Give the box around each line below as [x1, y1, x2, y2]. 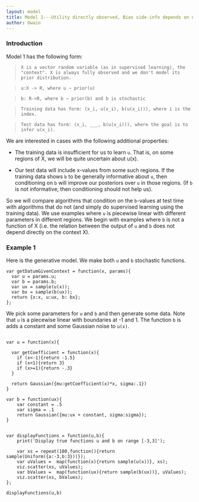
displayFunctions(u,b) [6, 490, 62, 496]
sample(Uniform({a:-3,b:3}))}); [6, 453, 86, 459]
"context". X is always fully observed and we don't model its [20, 70, 181, 75]
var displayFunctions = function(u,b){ [6, 432, 105, 438]
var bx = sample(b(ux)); [11, 289, 73, 295]
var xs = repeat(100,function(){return [17, 448, 115, 454]
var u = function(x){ [6, 339, 60, 345]
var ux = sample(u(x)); [11, 283, 70, 290]
